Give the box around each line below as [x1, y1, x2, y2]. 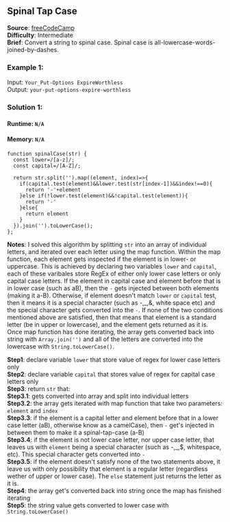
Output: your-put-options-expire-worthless [7, 86, 131, 94]
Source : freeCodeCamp [7, 23, 75, 32]
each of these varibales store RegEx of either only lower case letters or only [7, 269, 221, 277]
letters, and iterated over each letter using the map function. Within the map [7, 247, 221, 256]
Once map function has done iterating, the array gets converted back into [7, 327, 214, 336]
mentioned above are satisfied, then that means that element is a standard [7, 313, 217, 321]
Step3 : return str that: [7, 384, 71, 393]
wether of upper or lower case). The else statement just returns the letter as [7, 472, 222, 480]
